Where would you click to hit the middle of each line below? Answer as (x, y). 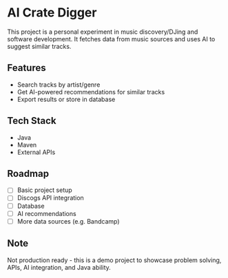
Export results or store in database (66, 99)
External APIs (36, 152)
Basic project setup (44, 190)
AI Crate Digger (52, 13)
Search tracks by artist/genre (59, 85)
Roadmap (28, 173)
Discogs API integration (50, 198)
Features (27, 68)
